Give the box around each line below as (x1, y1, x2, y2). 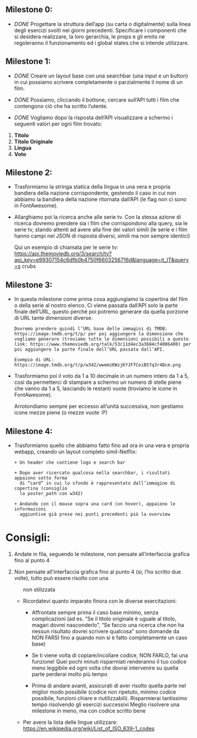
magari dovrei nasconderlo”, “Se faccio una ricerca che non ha (31, 622, 184, 629)
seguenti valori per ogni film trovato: (14, 120, 103, 127)
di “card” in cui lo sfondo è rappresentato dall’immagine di (19, 480, 176, 487)
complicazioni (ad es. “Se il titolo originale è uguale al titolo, (31, 615, 177, 622)
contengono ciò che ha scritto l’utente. (14, 102, 108, 109)
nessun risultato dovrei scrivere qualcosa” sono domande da (31, 628, 180, 635)
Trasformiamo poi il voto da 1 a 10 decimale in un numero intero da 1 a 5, (14, 373, 189, 380)
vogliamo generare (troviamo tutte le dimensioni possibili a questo (14, 336, 189, 342)
